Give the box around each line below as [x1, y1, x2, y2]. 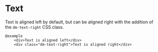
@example [5, 34, 23, 38]
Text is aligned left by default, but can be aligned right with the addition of [5, 19, 154, 25]
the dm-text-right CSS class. [5, 24, 64, 30]
